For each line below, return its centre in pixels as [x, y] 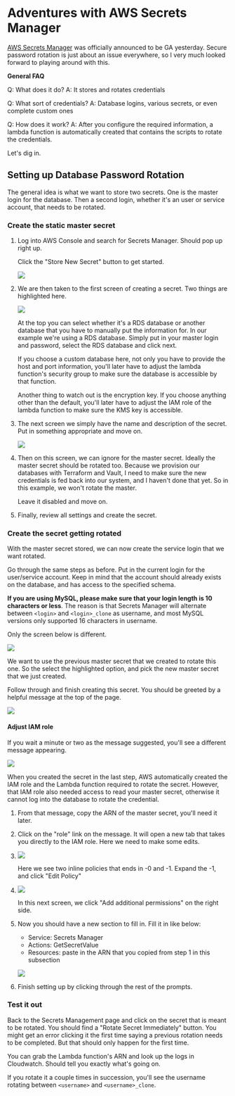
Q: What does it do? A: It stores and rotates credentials [86, 89]
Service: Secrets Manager [66, 937]
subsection [44, 959]
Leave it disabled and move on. [62, 502]
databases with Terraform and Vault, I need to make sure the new [112, 473]
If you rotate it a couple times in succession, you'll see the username [106, 1077]
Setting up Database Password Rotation [96, 175]
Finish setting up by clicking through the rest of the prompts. [105, 986]
